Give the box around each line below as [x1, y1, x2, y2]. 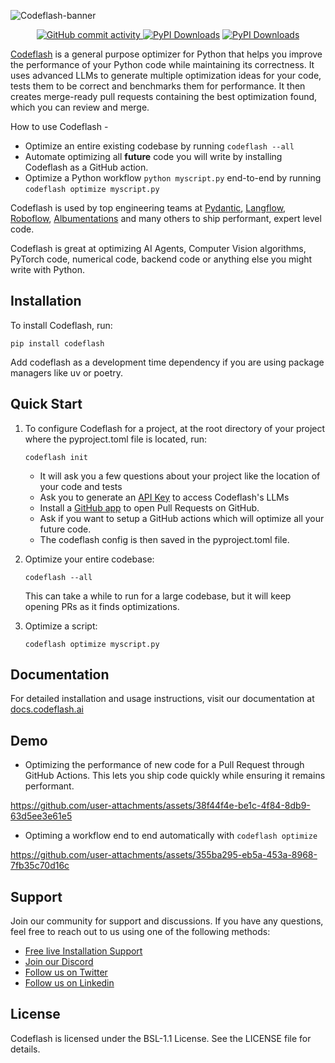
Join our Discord [24, 956, 94, 968]
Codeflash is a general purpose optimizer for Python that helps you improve [10, 48, 323, 60]
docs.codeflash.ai [10, 703, 84, 715]
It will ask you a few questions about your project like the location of [39, 470, 321, 482]
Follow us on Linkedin [24, 977, 115, 989]
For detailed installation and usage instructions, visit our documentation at [10, 693, 315, 705]
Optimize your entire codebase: [24, 553, 155, 565]
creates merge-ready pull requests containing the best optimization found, [10, 91, 318, 102]
